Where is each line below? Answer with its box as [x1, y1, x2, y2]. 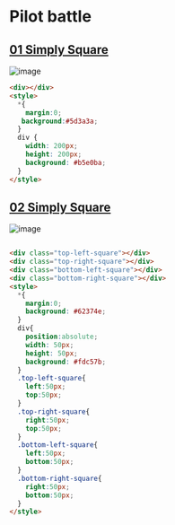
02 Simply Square [9, 199, 111, 214]
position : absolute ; [25, 332, 99, 342]
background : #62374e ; [25, 307, 106, 316]
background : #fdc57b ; [25, 357, 106, 366]
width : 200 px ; [25, 142, 78, 151]
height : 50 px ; [25, 348, 78, 358]
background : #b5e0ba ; [25, 158, 106, 167]
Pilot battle [9, 6, 92, 27]
